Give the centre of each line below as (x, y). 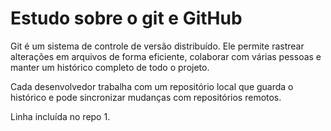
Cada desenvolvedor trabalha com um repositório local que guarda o (152, 86)
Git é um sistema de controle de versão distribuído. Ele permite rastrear (157, 46)
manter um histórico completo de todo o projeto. (110, 67)
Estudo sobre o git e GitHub (126, 18)
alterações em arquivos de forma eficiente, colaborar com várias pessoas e (166, 56)
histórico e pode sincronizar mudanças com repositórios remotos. (146, 97)
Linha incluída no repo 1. (60, 116)
